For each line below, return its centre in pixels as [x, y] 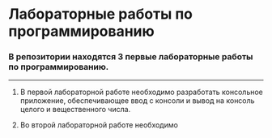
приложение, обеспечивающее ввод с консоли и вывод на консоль [137, 101]
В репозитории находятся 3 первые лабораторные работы [131, 57]
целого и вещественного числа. [75, 110]
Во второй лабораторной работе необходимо [99, 125]
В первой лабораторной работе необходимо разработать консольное [141, 92]
